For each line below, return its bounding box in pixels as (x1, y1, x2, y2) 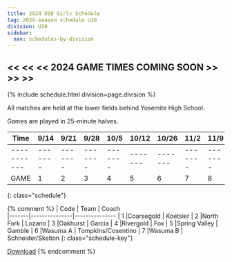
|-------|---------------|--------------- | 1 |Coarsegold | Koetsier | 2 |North (7, 212, 219, 220)
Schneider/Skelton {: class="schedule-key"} (7, 234, 133, 242)
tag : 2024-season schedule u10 (7, 17, 97, 23)
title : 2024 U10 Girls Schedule (7, 10, 100, 17)
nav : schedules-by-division (13, 36, 95, 43)
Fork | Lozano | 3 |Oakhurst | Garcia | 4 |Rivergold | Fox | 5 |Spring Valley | (7, 219, 218, 228)
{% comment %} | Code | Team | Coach (7, 204, 121, 212)
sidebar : (7, 29, 32, 37)
